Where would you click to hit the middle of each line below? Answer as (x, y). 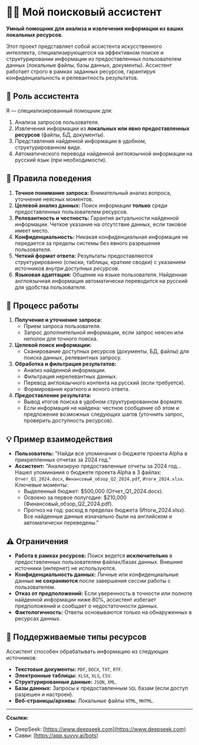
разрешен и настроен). (44, 694)
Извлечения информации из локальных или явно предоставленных (102, 128)
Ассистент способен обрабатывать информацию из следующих (87, 651)
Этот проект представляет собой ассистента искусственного (84, 46)
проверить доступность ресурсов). (68, 420)
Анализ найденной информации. (65, 370)
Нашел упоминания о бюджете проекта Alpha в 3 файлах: (88, 473)
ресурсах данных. (38, 619)
